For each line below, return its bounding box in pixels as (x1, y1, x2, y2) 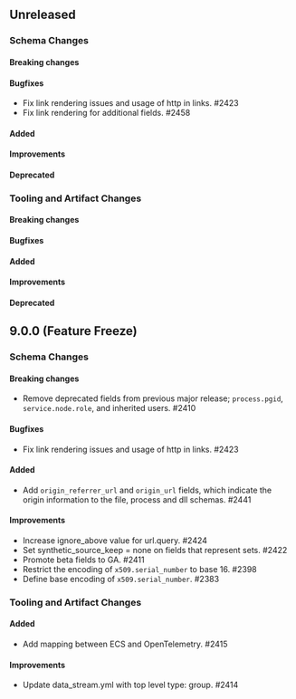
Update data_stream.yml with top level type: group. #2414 (22, 679, 239, 691)
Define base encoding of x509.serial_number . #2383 (22, 573, 220, 584)
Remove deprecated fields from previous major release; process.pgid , (22, 393, 283, 404)
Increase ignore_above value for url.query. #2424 (22, 534, 208, 546)
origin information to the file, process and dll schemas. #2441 (22, 493, 252, 505)
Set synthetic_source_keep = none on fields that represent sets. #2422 (22, 544, 288, 555)
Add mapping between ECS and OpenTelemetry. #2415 (22, 638, 228, 650)
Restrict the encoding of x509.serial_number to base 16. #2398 (22, 563, 258, 574)
